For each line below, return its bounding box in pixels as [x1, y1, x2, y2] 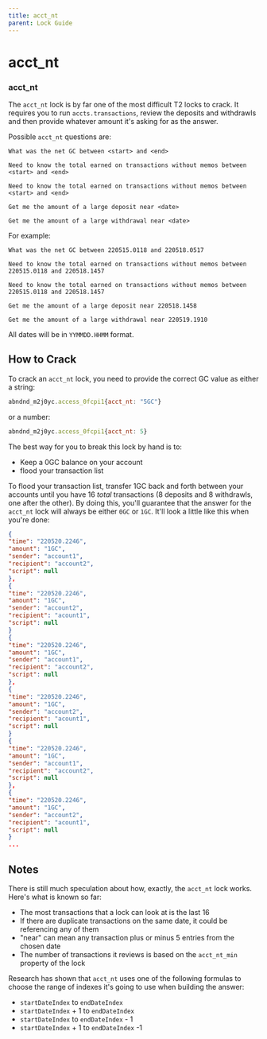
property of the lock [19, 958, 86, 967]
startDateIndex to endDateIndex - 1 [19, 1014, 133, 1024]
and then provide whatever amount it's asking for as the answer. [8, 116, 219, 126]
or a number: [8, 412, 51, 421]
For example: [8, 231, 52, 240]
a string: [8, 382, 36, 392]
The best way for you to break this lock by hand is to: [8, 442, 183, 452]
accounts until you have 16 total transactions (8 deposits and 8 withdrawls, [8, 490, 253, 499]
